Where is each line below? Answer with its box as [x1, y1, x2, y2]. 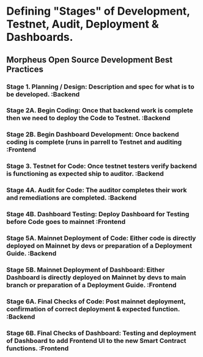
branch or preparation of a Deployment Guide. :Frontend [6, 281, 177, 289]
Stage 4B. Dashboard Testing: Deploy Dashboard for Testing [6, 210, 190, 218]
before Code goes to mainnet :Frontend [6, 218, 126, 226]
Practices [6, 64, 44, 74]
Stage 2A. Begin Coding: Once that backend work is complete [6, 106, 194, 115]
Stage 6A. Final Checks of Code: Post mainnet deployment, [6, 297, 186, 306]
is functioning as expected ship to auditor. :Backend [6, 170, 164, 178]
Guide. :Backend [6, 249, 57, 258]
